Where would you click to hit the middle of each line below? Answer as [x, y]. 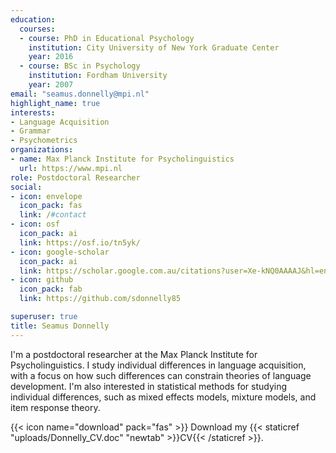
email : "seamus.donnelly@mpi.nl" [80, 94]
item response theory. [55, 407]
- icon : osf [35, 224]
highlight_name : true [55, 103]
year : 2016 [51, 57]
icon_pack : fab [51, 289]
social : [26, 187]
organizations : [42, 150]
